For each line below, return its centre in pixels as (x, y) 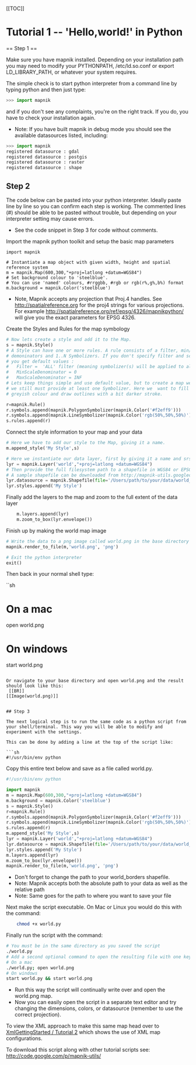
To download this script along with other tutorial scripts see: (78, 1050)
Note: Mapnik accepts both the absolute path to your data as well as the (101, 884)
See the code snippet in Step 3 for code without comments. (86, 230)
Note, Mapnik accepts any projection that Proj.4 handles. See (88, 299)
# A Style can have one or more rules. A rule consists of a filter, (92, 351)
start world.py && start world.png (49, 979)
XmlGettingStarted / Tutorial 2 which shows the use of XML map (83, 1032)
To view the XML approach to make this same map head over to (83, 1026)
